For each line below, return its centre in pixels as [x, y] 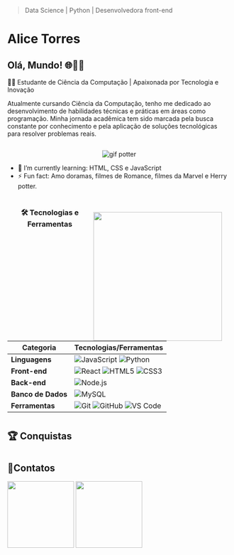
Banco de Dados [39, 394]
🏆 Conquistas [40, 436]
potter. [27, 186]
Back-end [28, 382]
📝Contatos [31, 468]
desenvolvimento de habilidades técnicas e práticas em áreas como [107, 111]
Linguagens [31, 360]
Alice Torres [44, 39]
